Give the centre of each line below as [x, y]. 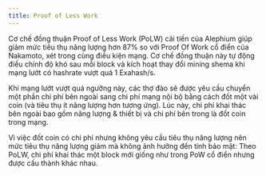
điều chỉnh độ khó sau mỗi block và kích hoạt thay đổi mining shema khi [127, 64]
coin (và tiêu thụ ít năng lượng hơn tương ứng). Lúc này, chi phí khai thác [127, 105]
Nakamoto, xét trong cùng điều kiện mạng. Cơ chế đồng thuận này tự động [132, 55]
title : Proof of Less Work [53, 16]
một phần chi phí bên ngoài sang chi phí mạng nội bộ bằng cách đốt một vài [133, 96]
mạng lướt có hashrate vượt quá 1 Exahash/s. [82, 72]
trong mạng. [28, 122]
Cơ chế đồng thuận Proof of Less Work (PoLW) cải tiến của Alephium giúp [131, 38]
